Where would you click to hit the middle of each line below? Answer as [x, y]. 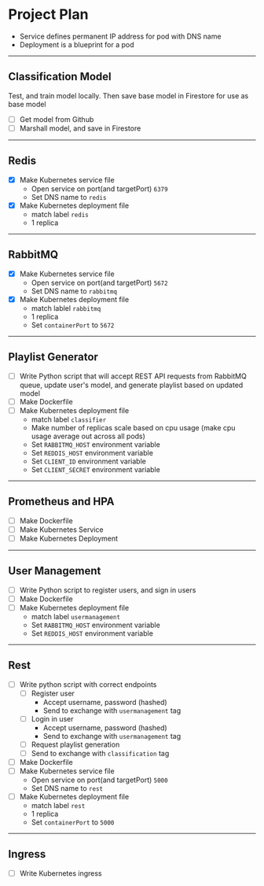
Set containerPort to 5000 [73, 822]
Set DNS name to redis [69, 197]
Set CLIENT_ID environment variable [89, 461]
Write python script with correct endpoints [88, 684]
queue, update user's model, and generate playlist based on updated [131, 385]
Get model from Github [57, 119]
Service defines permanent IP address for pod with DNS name [120, 36]
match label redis [60, 214]
